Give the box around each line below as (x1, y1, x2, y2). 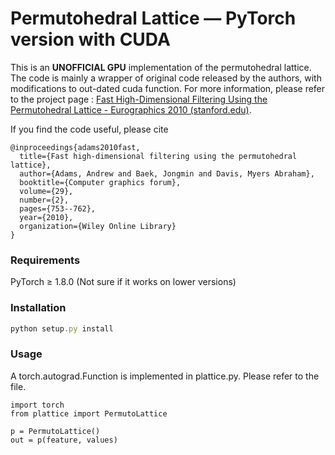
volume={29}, (19, 186, 74, 196)
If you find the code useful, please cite (10, 123, 169, 135)
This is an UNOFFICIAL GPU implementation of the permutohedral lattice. (10, 61, 312, 73)
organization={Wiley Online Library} (19, 221, 177, 231)
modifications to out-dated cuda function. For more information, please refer (10, 82, 326, 94)
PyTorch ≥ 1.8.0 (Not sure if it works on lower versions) (10, 276, 237, 288)
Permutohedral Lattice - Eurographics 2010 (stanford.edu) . (10, 103, 252, 116)
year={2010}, (19, 212, 74, 222)
